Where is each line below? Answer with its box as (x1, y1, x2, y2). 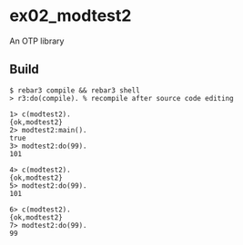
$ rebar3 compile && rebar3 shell (9, 85, 141, 95)
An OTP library (9, 35, 65, 46)
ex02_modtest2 (9, 5, 132, 26)
